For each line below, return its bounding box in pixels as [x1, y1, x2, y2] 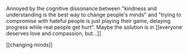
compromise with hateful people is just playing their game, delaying [6, 18, 171, 24]
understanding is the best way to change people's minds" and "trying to [6, 11, 181, 18]
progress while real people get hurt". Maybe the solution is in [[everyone [6, 23, 182, 31]
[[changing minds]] [6, 41, 53, 48]
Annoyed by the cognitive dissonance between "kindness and [6, 5, 157, 12]
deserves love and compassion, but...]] [6, 30, 102, 37]
